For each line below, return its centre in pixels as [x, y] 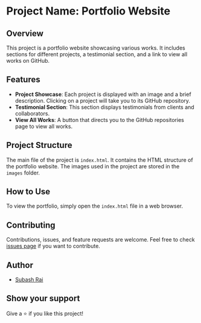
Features [23, 80]
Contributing [31, 225]
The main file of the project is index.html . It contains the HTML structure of [100, 160]
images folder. [23, 173]
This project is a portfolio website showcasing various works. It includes [96, 48]
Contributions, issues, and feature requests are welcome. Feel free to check [101, 240]
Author [20, 265]
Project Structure [39, 145]
